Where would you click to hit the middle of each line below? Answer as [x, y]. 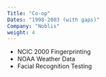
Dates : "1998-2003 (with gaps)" [53, 20]
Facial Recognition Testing [54, 66]
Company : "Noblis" [33, 26]
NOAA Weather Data [46, 59]
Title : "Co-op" [29, 13]
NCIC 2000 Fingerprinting [54, 52]
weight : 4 [21, 32]
